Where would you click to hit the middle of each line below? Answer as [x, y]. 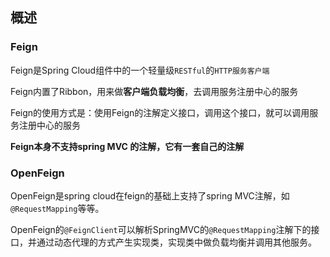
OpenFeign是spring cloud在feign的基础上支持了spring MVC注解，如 [150, 195]
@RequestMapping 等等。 [57, 208]
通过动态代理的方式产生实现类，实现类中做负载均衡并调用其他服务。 [176, 242]
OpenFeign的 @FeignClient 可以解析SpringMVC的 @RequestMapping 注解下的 [161, 229]
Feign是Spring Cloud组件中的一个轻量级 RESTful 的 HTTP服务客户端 [140, 70]
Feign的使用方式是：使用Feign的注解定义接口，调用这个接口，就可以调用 [160, 112]
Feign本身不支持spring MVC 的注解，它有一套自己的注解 [127, 146]
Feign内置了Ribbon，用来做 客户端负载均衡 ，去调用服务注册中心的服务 [154, 91]
